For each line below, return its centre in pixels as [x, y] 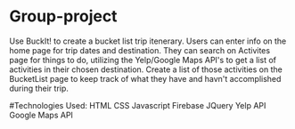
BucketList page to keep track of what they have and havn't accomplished [145, 78]
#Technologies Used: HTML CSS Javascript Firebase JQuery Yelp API [138, 105]
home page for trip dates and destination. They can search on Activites [139, 50]
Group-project [63, 16]
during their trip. [39, 88]
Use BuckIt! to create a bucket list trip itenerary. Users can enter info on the [148, 41]
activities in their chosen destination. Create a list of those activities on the [146, 69]
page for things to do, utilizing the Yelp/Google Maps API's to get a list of [143, 60]
